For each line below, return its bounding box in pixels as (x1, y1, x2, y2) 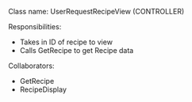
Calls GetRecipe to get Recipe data (19, 46, 134, 55)
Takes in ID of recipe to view (19, 37, 113, 47)
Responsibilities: (8, 22, 62, 31)
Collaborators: (8, 61, 55, 70)
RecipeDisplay (19, 85, 67, 94)
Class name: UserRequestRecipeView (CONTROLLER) (8, 7, 185, 16)
